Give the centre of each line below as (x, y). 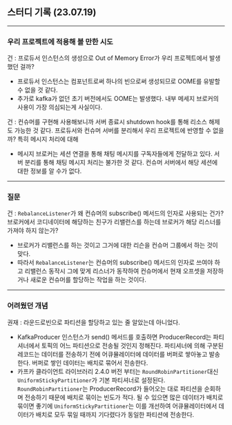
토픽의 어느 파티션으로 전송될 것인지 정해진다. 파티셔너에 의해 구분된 (133, 345)
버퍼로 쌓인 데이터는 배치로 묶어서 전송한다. (90, 363)
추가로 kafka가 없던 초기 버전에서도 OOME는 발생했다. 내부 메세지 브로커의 (118, 99)
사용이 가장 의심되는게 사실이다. (59, 107)
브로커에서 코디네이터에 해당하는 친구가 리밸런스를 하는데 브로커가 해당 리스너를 (114, 222)
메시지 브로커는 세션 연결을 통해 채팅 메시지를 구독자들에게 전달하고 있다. (115, 154)
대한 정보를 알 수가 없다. (49, 171)
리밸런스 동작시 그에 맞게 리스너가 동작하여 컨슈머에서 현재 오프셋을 (115, 271)
